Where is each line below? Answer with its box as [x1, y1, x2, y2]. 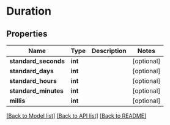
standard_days [9, 67, 54, 75]
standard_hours [9, 77, 57, 85]
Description [91, 47, 127, 55]
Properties [6, 29, 48, 39]
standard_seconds [9, 57, 65, 65]
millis [9, 96, 26, 105]
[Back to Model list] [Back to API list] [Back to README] [6, 112, 147, 120]
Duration [6, 4, 52, 18]
